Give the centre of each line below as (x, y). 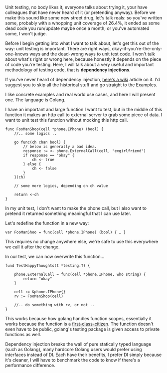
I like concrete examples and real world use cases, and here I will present (80, 94)
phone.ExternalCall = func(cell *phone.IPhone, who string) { (80, 274)
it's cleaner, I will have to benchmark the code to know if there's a (73, 360)
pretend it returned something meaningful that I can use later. (68, 213)
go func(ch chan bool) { (40, 142)
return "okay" (38, 279)
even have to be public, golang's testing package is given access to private (83, 329)
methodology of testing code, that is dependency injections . (68, 70)
